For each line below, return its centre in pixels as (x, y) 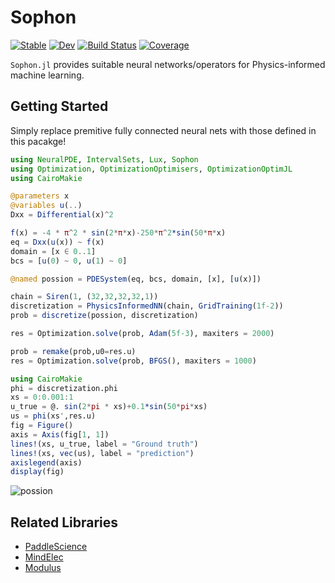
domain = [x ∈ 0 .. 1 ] (53, 251)
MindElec (44, 557)
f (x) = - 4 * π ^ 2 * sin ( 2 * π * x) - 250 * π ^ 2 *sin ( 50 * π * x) (118, 233)
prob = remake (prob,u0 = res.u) (73, 351)
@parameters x (40, 196)
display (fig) (37, 472)
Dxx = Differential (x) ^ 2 (62, 215)
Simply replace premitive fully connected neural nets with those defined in (163, 130)
